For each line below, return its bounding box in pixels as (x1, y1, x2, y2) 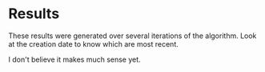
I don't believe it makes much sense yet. (8, 55, 142, 64)
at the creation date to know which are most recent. (8, 39, 179, 48)
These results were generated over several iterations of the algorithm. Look (8, 31, 257, 40)
